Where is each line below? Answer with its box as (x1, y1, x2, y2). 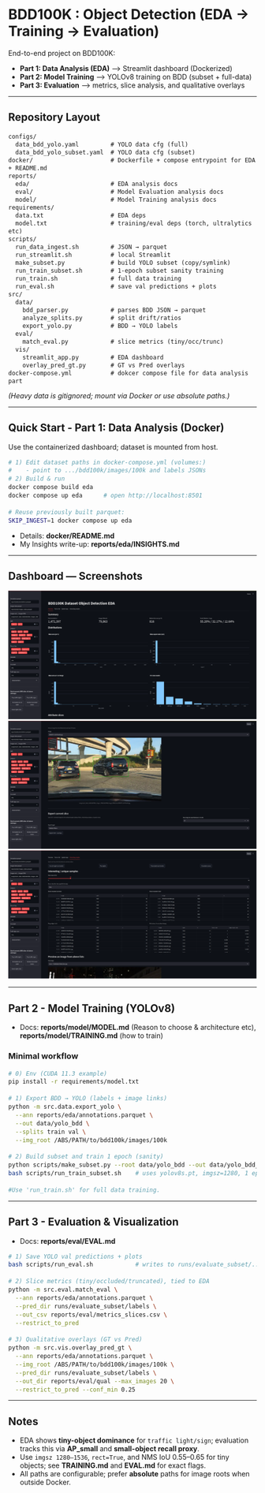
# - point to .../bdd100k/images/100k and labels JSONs (8, 467, 207, 475)
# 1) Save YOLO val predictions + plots (8, 1252, 144, 1260)
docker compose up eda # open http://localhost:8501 (8, 491, 203, 500)
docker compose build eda (8, 483, 93, 491)
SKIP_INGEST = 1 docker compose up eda (8, 517, 132, 524)
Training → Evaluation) (8, 22, 160, 40)
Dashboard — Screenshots (8, 569, 144, 583)
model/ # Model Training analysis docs (15, 196, 217, 203)
